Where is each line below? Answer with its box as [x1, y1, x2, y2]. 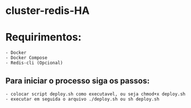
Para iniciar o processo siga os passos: [5, 75, 150, 85]
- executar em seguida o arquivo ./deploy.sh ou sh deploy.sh [5, 96, 160, 102]
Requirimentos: [5, 31, 82, 44]
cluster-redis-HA [5, 4, 90, 17]
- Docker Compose [5, 55, 48, 61]
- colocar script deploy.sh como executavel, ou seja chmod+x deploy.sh [5, 91, 186, 97]
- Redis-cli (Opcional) [5, 60, 63, 66]
